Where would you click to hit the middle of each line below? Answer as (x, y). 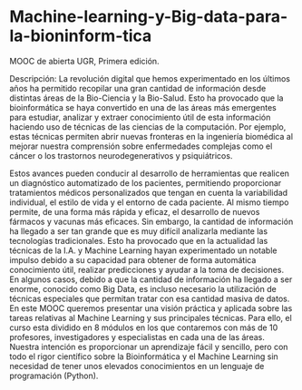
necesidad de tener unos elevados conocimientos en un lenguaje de (137, 366)
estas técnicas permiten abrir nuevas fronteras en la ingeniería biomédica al (151, 136)
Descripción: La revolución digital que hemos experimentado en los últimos (150, 78)
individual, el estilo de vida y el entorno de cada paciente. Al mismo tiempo (149, 202)
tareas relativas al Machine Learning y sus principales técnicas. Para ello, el (151, 317)
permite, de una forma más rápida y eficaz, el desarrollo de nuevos (135, 211)
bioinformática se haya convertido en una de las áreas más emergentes (143, 107)
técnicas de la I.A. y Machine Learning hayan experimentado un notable (143, 250)
